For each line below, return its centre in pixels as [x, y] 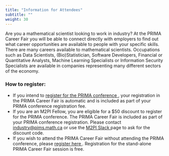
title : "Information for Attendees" [44, 10]
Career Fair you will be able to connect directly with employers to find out [82, 39]
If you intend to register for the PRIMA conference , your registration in [86, 95]
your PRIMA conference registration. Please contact [67, 122]
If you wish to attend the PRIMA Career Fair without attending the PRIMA [88, 138]
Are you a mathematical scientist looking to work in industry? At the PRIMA [83, 34]
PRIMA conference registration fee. [49, 106]
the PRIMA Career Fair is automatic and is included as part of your [82, 100]
